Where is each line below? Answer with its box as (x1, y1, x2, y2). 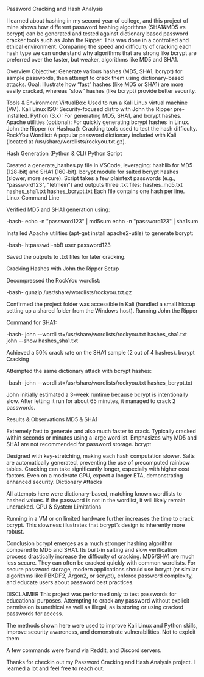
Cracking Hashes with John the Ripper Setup (6, 265, 119, 272)
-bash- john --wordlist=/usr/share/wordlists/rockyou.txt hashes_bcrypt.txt (6, 379, 193, 386)
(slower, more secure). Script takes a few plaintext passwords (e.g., (6, 175, 175, 182)
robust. (6, 528, 24, 535)
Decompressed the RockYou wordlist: (6, 277, 101, 284)
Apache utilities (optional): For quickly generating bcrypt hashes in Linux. (6, 118, 190, 126)
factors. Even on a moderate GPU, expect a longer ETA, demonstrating (6, 472, 183, 479)
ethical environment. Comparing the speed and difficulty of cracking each (6, 43, 192, 50)
